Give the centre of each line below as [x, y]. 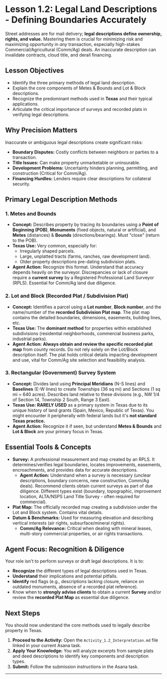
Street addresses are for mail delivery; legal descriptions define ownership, [83, 33]
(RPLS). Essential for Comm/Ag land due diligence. [64, 283]
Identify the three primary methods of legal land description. [74, 82]
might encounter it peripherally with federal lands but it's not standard [84, 415]
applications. [25, 104]
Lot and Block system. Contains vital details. [58, 512]
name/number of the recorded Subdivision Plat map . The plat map [81, 312]
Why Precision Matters [42, 130]
